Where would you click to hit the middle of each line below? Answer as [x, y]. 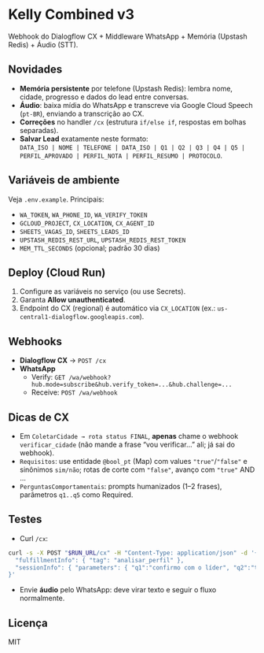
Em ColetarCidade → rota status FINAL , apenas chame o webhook [129, 436]
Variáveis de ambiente [64, 180]
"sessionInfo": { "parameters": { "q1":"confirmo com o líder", [123, 568]
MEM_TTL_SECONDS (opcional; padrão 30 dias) [90, 248]
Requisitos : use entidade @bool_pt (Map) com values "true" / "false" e [133, 461]
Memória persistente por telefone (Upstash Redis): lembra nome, [126, 88]
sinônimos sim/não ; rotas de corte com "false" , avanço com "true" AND [137, 469]
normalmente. [42, 598]
